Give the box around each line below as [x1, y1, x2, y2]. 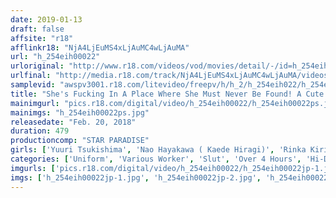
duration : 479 [10, 126, 70, 136]
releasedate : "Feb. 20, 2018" [10, 117, 137, 127]
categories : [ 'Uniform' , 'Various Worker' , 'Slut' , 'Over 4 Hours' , [10, 154, 302, 164]
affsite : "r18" [10, 33, 74, 43]
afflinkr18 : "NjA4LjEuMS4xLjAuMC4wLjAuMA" [10, 42, 190, 53]
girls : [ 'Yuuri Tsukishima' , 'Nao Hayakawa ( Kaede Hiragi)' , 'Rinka [10, 145, 307, 155]
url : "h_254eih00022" [10, 52, 101, 62]
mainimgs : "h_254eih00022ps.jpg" [10, 107, 150, 118]
